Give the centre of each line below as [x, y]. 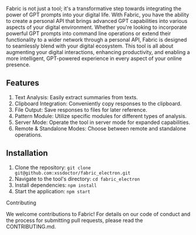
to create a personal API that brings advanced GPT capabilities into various [97, 21]
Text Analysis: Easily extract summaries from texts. [76, 97]
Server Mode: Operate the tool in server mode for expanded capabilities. [102, 122]
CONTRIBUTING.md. [31, 226]
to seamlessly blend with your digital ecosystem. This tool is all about [90, 46]
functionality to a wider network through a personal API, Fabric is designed [97, 40]
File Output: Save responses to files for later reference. [81, 110]
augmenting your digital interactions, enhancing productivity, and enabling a [98, 52]
